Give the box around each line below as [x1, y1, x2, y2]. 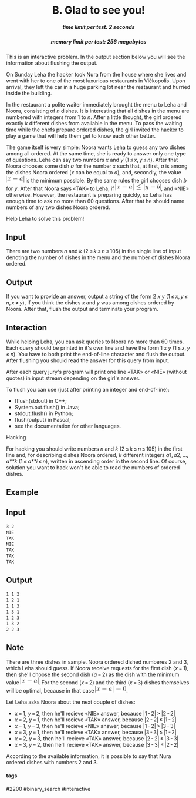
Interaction [6, 322, 48, 333]
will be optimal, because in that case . [6, 687, 128, 694]
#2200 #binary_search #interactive [6, 786, 91, 792]
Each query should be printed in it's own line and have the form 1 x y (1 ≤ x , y [6, 344, 190, 351]
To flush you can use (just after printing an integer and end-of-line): [6, 386, 170, 393]
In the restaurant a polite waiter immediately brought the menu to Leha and [6, 101, 187, 108]
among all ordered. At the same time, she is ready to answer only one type [6, 150, 186, 157]
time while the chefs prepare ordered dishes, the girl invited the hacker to [6, 126, 184, 133]
